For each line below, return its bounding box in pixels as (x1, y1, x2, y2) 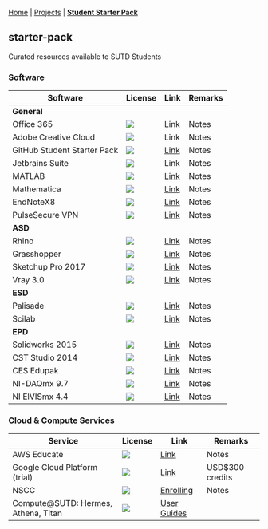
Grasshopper (12, 248, 61, 259)
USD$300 (206, 462, 245, 473)
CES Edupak (12, 365, 59, 377)
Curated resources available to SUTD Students (8, 52, 162, 61)
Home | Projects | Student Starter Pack (8, 8, 138, 17)
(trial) (12, 472, 33, 483)
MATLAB (12, 171, 45, 182)
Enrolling (160, 485, 194, 496)
